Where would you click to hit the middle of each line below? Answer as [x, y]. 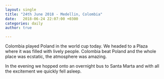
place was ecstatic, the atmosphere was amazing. [56, 56]
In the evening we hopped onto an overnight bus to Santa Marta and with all [82, 66]
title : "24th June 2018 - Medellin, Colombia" [54, 14]
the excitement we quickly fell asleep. [43, 71]
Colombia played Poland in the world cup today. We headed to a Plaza [77, 46]
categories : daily [24, 23]
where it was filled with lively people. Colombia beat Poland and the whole [81, 52]
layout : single [21, 10]
